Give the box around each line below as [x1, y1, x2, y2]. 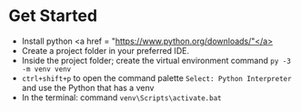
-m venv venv [21, 65, 72, 74]
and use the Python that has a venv [21, 82, 155, 93]
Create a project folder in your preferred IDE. [21, 45, 190, 56]
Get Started [8, 5, 97, 26]
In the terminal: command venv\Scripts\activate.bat [21, 92, 222, 103]
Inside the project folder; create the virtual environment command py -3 [21, 55, 292, 66]
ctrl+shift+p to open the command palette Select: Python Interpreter [21, 72, 292, 83]
